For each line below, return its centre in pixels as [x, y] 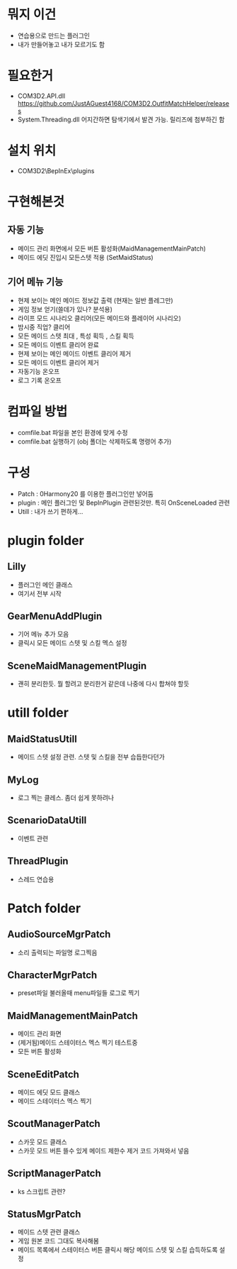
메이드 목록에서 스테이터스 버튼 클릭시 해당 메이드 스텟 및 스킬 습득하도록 [117, 1250]
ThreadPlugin [38, 861]
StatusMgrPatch [44, 1214]
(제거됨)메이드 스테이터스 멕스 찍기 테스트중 [77, 1043]
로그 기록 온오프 [39, 380]
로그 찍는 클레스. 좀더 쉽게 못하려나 [66, 797]
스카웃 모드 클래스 [42, 1142]
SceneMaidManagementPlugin [77, 665]
